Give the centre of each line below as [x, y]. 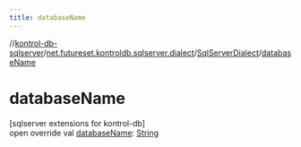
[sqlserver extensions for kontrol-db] [77, 123]
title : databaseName [48, 17]
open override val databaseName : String [84, 133]
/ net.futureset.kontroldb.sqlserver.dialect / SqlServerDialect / [153, 52]
